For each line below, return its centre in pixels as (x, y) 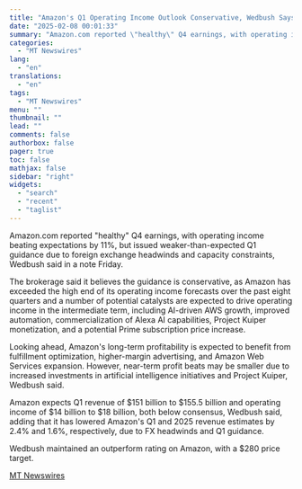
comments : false (40, 135)
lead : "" (26, 127)
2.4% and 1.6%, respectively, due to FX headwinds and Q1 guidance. (137, 431)
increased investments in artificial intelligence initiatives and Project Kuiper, (148, 375)
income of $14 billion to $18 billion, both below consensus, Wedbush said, (146, 412)
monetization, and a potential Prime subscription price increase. (128, 329)
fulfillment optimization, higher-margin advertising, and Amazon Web (137, 356)
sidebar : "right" (42, 176)
